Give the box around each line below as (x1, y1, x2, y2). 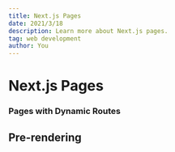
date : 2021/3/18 (8, 19, 63, 27)
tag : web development (8, 34, 82, 43)
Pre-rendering (8, 130, 83, 144)
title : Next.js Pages (8, 11, 82, 20)
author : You (8, 42, 49, 50)
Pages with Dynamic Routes (8, 106, 122, 117)
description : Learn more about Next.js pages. (8, 27, 169, 35)
